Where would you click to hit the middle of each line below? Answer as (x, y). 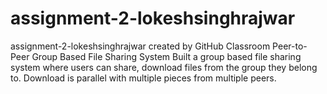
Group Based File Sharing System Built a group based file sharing (166, 56)
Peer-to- (290, 46)
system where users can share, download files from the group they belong (164, 67)
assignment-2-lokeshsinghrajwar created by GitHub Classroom (140, 46)
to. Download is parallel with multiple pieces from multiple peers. (143, 78)
